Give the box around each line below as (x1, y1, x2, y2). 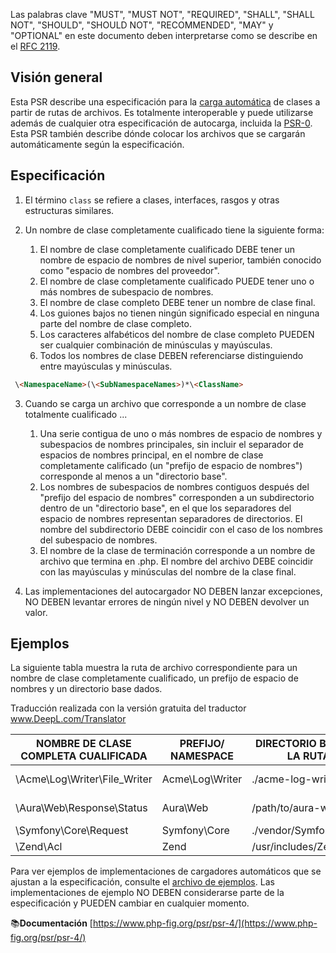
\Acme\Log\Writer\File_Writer (15, 772, 153, 786)
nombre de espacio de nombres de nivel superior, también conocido (39, 254, 322, 266)
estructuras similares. (24, 204, 115, 216)
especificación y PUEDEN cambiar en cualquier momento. (10, 897, 250, 909)
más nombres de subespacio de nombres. (39, 285, 214, 298)
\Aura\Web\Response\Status (15, 801, 148, 815)
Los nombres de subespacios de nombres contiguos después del (39, 480, 310, 493)
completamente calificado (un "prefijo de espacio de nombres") (39, 459, 303, 471)
